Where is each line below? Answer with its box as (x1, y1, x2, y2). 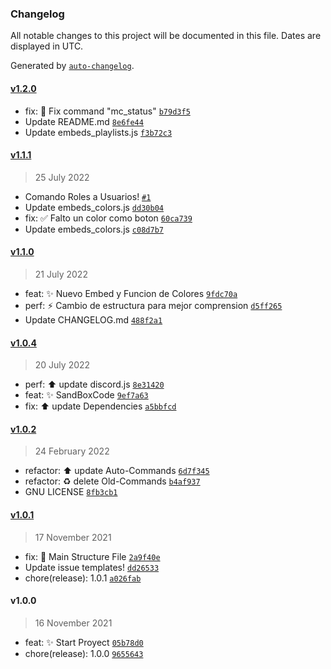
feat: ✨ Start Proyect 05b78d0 (24, 636, 144, 648)
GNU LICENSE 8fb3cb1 (24, 486, 118, 498)
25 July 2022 (34, 171, 90, 183)
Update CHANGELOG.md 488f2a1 (24, 313, 163, 326)
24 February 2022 (34, 445, 110, 457)
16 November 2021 (34, 617, 113, 629)
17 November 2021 (34, 531, 112, 543)
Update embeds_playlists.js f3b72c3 (24, 126, 173, 138)
